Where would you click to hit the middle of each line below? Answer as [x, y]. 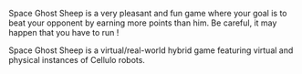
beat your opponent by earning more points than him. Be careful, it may [143, 23]
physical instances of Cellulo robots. [77, 60]
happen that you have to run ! [64, 32]
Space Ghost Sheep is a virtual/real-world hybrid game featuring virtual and [151, 50]
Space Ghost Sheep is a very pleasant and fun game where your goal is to [148, 13]
